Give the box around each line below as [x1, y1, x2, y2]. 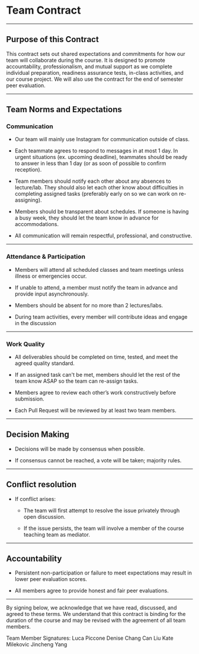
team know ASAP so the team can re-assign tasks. [14, 377, 139, 385]
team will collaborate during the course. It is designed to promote [6, 56, 166, 64]
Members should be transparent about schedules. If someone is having [14, 208, 189, 215]
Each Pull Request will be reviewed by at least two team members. [14, 407, 176, 414]
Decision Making [6, 430, 70, 440]
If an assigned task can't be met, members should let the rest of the [14, 372, 181, 379]
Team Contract [6, 4, 81, 17]
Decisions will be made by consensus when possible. [14, 445, 145, 452]
